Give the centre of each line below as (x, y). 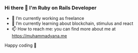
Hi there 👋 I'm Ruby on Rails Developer (51, 8)
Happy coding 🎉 (21, 45)
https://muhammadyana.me (39, 36)
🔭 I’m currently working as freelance (48, 18)
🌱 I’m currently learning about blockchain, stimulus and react (72, 23)
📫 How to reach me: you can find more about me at (64, 29)
